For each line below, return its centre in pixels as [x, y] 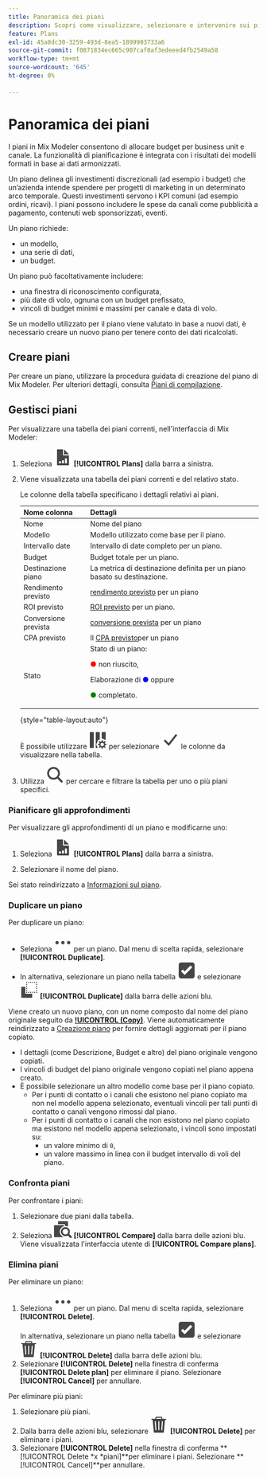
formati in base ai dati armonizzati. [65, 163]
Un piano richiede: [39, 228]
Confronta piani [39, 1183]
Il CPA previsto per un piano [134, 638]
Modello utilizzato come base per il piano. [158, 535]
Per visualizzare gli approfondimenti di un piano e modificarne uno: [118, 827]
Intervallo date [47, 546]
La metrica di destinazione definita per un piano [168, 568]
